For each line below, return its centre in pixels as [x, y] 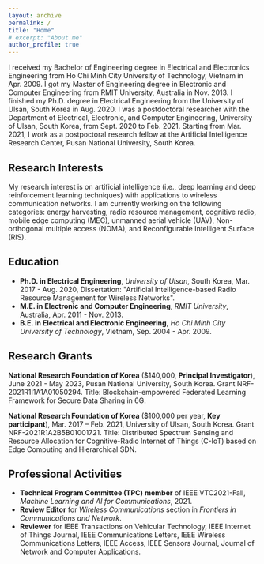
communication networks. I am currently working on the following [115, 203]
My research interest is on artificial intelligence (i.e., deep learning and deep [132, 186]
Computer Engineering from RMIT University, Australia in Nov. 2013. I [121, 92]
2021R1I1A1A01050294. [45, 392]
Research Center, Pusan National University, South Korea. [102, 143]
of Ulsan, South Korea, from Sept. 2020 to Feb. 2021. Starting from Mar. [125, 126]
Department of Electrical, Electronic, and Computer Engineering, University [130, 118]
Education [34, 262]
